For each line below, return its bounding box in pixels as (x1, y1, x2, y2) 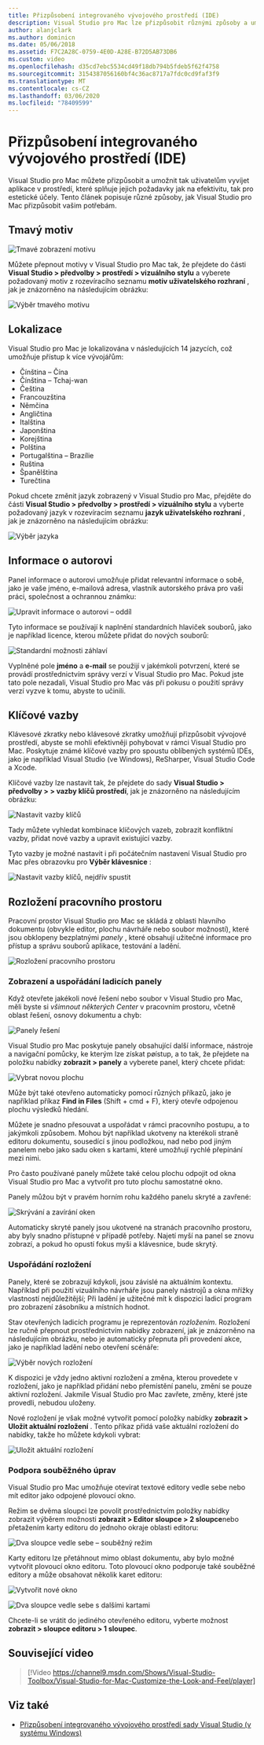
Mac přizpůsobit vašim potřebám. (8, 201, 117, 211)
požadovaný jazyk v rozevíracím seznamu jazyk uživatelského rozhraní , (8, 508, 246, 517)
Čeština (19, 384, 45, 393)
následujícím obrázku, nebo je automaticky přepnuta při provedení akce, (8, 1334, 242, 1343)
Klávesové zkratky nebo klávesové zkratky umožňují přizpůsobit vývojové (8, 729, 247, 739)
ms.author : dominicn (8, 33, 76, 42)
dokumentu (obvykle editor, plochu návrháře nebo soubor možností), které (8, 924, 250, 934)
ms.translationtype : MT (8, 77, 86, 85)
